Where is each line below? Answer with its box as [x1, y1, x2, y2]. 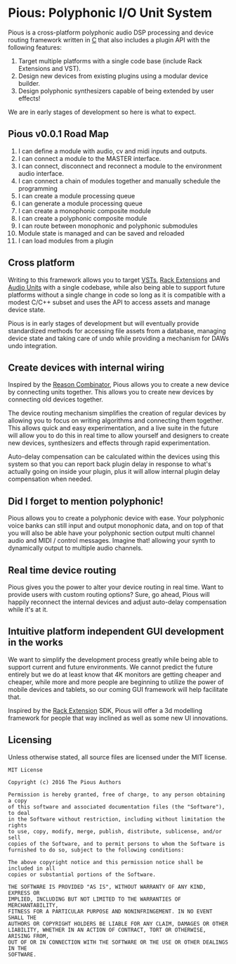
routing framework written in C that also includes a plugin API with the [8, 35, 210, 44]
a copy [8, 797, 27, 804]
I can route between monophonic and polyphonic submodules [18, 221, 198, 230]
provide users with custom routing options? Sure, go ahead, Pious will [8, 591, 210, 598]
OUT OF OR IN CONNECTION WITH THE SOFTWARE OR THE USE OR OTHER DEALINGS [8, 939, 229, 946]
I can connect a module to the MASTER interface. [18, 154, 162, 162]
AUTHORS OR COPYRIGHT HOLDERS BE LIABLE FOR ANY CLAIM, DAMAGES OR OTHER [8, 920, 229, 927]
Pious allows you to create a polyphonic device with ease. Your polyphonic [8, 514, 225, 522]
